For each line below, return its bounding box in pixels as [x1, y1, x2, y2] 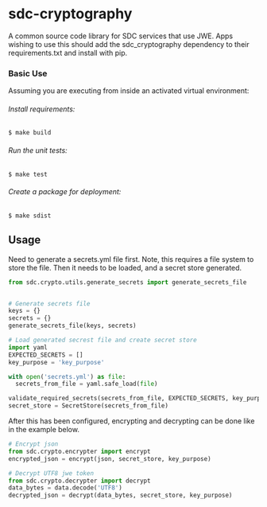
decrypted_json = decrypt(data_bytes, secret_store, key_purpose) [8, 491, 233, 500]
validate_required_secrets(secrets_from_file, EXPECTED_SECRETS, [8, 395, 229, 403]
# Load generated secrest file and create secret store [8, 336, 197, 345]
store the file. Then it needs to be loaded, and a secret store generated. [8, 263, 242, 272]
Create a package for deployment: [8, 187, 122, 197]
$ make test [8, 170, 48, 178]
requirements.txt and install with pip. [8, 48, 128, 57]
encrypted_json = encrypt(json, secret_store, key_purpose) [8, 454, 212, 462]
